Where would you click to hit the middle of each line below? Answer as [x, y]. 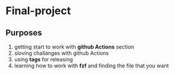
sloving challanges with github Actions [61, 53]
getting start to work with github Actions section [74, 47]
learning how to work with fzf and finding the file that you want [91, 66]
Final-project [38, 11]
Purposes [24, 33]
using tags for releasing [43, 59]
